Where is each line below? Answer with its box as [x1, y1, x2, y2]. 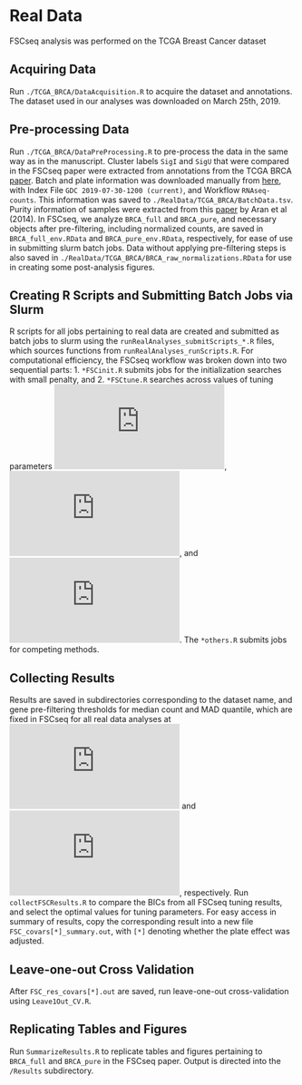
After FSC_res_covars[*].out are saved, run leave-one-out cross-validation [9, 986, 289, 996]
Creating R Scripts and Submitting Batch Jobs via [9, 288, 294, 303]
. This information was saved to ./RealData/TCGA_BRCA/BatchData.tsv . [33, 194, 294, 205]
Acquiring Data [9, 62, 97, 77]
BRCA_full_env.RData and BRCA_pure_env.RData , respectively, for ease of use [9, 232, 293, 243]
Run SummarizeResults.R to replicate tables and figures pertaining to [9, 1045, 263, 1057]
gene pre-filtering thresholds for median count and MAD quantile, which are [9, 704, 293, 715]
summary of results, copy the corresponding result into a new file [9, 916, 254, 927]
